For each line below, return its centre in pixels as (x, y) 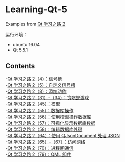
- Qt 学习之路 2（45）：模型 (33, 104)
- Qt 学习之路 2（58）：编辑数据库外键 (44, 129)
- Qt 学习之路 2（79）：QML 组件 (38, 154)
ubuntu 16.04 (26, 44)
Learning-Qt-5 (36, 9)
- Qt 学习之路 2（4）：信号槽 (34, 79)
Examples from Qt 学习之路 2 (35, 24)
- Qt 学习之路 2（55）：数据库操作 (39, 110)
